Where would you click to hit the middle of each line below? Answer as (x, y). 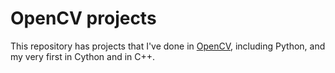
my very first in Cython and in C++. (83, 56)
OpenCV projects (83, 18)
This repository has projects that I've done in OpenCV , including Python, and (168, 46)
